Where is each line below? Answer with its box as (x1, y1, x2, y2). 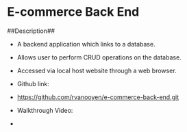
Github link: (16, 79, 50, 88)
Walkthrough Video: (16, 106, 73, 114)
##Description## (7, 27, 55, 35)
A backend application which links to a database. (16, 40, 155, 48)
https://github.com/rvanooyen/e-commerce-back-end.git (16, 93, 179, 101)
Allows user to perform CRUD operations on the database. (16, 53, 182, 62)
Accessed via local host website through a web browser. (16, 66, 177, 75)
